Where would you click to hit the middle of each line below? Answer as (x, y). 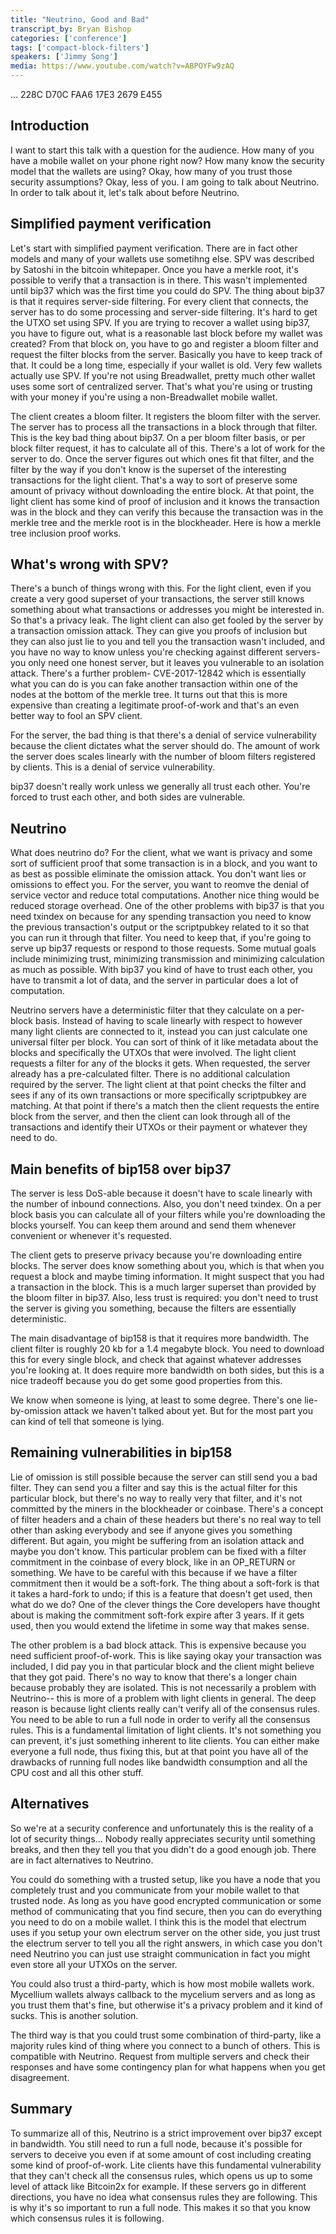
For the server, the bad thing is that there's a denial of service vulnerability (163, 735)
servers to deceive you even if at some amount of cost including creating (161, 2154)
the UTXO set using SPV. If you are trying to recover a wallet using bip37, (160, 322)
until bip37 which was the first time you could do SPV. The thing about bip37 (167, 290)
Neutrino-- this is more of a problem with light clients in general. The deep (163, 1698)
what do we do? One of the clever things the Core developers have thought (165, 1604)
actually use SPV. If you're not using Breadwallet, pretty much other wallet (163, 375)
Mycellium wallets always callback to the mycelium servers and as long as (163, 1994)
